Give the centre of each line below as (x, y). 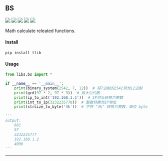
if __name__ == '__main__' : (34, 84)
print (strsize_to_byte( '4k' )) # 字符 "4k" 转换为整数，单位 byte (81, 107)
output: (13, 121)
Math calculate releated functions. (40, 31)
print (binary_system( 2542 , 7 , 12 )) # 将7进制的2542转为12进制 (78, 88)
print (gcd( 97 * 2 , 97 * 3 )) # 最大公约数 (57, 93)
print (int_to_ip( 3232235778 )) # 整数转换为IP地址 (65, 102)
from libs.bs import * (29, 75)
